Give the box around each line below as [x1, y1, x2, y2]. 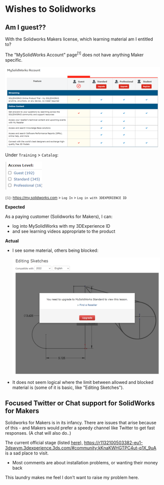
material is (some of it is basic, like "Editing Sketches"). [12, 384, 124, 390]
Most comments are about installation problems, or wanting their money [12, 460, 158, 466]
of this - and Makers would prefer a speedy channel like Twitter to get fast [5, 425, 155, 431]
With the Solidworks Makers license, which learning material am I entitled [5, 36, 153, 42]
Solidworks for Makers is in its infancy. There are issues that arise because [5, 420, 157, 426]
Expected [5, 204, 26, 210]
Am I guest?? [5, 23, 46, 32]
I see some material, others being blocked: [12, 247, 99, 253]
